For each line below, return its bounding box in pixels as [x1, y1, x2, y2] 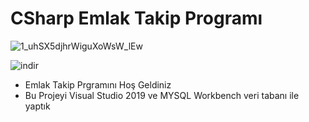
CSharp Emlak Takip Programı [10, 7, 263, 30]
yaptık [24, 100, 51, 112]
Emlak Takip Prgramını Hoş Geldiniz [24, 78, 172, 91]
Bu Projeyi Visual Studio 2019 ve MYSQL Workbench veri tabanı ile [24, 89, 300, 101]
